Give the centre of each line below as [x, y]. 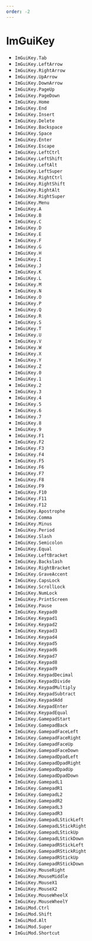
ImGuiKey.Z [28, 366]
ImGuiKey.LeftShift [39, 159]
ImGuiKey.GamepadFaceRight [48, 738]
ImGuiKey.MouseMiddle [41, 876]
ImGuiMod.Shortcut [37, 933]
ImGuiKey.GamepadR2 [39, 801]
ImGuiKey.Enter [33, 140]
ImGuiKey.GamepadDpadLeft [46, 757]
